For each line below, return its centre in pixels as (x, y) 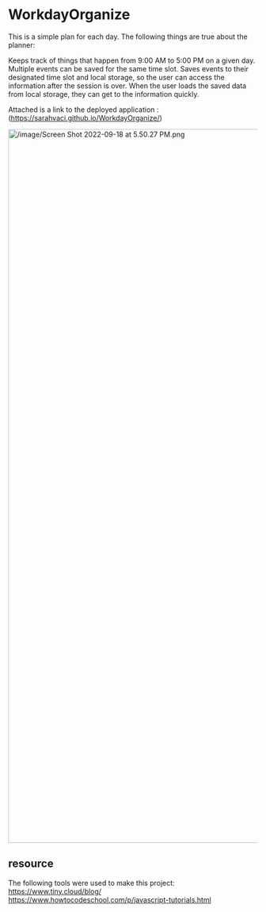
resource (31, 864)
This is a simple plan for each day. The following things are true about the (128, 37)
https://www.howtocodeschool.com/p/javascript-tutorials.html (110, 899)
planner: (22, 44)
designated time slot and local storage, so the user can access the (116, 77)
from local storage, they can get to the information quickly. (104, 94)
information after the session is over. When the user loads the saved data (127, 86)
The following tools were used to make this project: (92, 883)
